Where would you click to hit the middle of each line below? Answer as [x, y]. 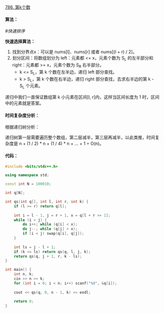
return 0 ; [24, 302]
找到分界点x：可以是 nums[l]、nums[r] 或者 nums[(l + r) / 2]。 [74, 52]
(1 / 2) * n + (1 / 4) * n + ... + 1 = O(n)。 [65, 144]
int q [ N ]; [15, 193]
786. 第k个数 [18, 7]
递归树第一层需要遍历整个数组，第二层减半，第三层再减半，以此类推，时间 [80, 137]
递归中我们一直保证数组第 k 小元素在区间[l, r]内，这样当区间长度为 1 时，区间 [82, 97]
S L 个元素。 [31, 86]
